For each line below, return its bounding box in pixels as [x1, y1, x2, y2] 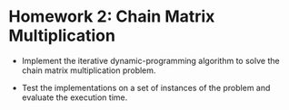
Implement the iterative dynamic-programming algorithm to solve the [21, 55, 280, 66]
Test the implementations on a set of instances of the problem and [21, 82, 271, 93]
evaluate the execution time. [21, 92, 128, 103]
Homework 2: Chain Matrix [8, 6, 215, 27]
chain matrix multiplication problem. [21, 65, 156, 76]
